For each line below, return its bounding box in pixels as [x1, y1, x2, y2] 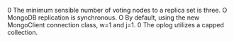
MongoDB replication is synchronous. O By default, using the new [7, 13, 200, 22]
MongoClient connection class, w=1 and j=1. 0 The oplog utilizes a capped [7, 21, 225, 29]
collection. [7, 28, 38, 36]
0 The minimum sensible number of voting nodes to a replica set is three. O [7, 6, 228, 14]
